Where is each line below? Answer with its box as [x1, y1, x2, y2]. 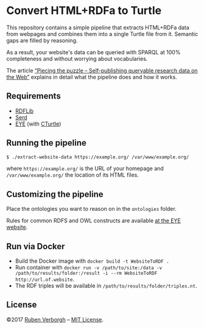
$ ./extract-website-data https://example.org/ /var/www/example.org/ [6, 154, 189, 160]
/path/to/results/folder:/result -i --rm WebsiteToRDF [15, 271, 158, 277]
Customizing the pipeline [6, 189, 104, 199]
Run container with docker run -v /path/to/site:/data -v [15, 264, 163, 271]
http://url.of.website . [15, 275, 75, 283]
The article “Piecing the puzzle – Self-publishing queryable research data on [6, 66, 198, 74]
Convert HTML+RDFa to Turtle [6, 4, 162, 18]
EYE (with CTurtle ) [15, 120, 62, 127]
